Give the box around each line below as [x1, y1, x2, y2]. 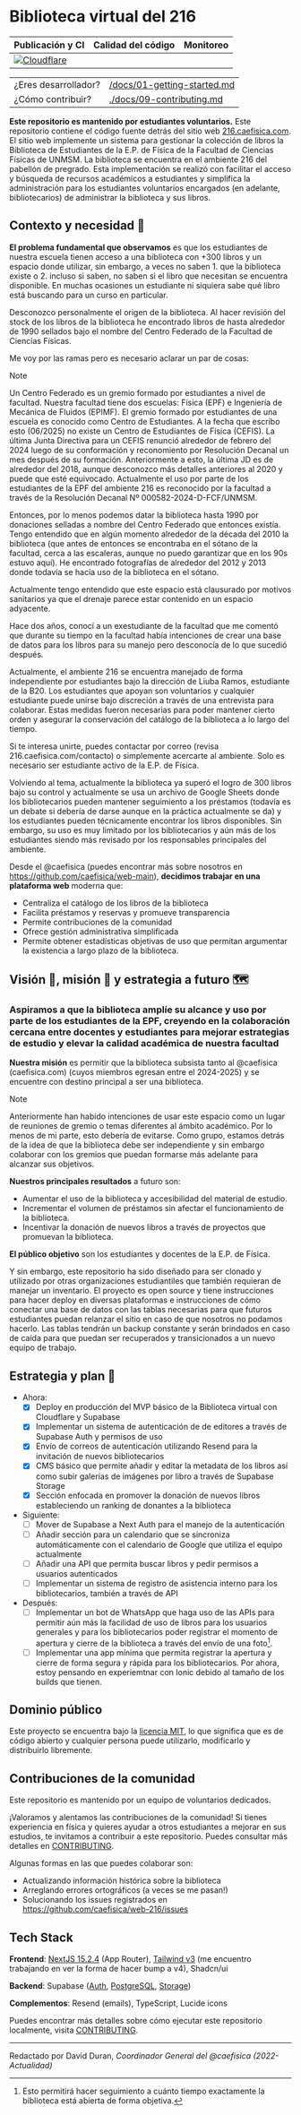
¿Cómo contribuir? [13, 92, 92, 105]
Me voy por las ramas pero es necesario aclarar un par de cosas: [9, 352, 249, 364]
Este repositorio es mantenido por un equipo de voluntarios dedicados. [9, 1794, 271, 1806]
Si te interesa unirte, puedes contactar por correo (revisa [9, 741, 219, 752]
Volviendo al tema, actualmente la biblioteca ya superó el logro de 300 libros [9, 777, 292, 787]
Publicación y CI [13, 39, 85, 51]
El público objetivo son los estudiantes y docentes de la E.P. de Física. [9, 1249, 271, 1260]
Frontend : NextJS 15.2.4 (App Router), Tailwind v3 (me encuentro [9, 1954, 253, 1965]
